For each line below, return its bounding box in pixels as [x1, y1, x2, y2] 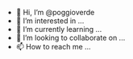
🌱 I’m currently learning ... [15, 25, 102, 33]
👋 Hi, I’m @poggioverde [15, 8, 95, 17]
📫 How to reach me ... [15, 42, 91, 51]
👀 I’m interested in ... [15, 16, 85, 26]
